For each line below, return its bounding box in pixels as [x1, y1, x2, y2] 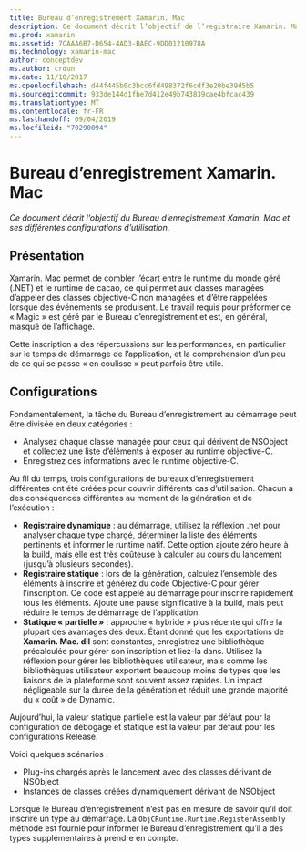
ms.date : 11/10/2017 [9, 73, 88, 82]
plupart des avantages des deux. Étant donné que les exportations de [22, 626, 284, 637]
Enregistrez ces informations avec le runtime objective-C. [22, 455, 240, 466]
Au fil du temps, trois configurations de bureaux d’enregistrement [9, 473, 255, 484]
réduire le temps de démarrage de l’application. [22, 607, 200, 618]
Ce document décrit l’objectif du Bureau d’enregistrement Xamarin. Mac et [9, 211, 291, 223]
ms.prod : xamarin [9, 30, 76, 39]
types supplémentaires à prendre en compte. [9, 832, 179, 843]
